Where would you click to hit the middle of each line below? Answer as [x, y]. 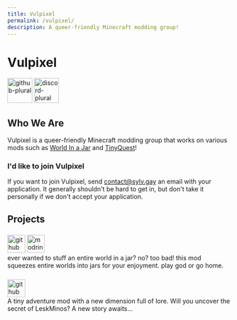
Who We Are [36, 123]
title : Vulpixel [31, 14]
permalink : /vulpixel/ [41, 21]
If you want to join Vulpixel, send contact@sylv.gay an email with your [109, 181]
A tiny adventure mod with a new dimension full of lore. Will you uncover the [119, 301]
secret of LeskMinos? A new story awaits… [70, 308]
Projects [26, 219]
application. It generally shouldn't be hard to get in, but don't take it [106, 189]
